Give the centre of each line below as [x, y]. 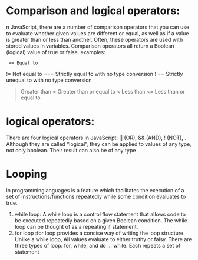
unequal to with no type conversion [49, 80]
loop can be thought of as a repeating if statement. [76, 226]
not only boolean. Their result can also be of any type [71, 150]
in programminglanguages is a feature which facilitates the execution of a [95, 190]
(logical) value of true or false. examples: [56, 52]
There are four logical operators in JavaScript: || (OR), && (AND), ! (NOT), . [96, 138]
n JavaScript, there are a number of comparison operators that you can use [98, 27]
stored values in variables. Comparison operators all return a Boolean [90, 46]
